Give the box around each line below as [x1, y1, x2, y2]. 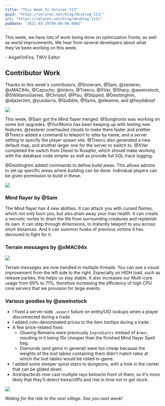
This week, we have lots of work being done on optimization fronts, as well [5, 34, 157, 40]
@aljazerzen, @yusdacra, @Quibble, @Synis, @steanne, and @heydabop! [5, 97, 156, 103]
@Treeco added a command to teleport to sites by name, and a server [5, 132, 148, 138]
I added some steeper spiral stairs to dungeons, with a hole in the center [12, 361, 160, 367]
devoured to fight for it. [5, 232, 52, 238]
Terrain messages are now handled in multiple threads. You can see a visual [5, 264, 159, 270]
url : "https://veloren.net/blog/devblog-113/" [5, 16, 102, 21]
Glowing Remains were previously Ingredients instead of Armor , [19, 329, 149, 335]
